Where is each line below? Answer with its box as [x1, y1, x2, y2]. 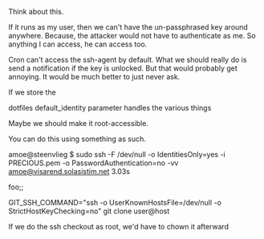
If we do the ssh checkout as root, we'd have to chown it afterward [8, 222, 229, 231]
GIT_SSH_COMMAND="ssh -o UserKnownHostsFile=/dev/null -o [8, 198, 222, 207]
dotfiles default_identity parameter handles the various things [8, 103, 212, 112]
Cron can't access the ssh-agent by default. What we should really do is [8, 55, 247, 64]
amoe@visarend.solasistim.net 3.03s [8, 167, 131, 176]
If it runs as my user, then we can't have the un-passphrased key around [8, 22, 249, 31]
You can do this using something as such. [8, 134, 146, 144]
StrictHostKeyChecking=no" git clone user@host [8, 206, 170, 216]
